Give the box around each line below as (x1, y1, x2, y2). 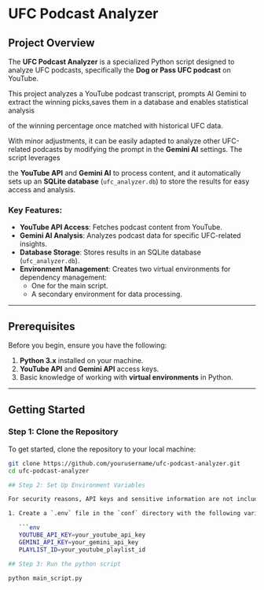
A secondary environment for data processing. (31, 289, 183, 299)
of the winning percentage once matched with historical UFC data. (8, 121, 224, 130)
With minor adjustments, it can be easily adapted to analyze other (8, 136, 221, 146)
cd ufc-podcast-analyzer (8, 466, 90, 475)
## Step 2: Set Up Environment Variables (8, 481, 146, 489)
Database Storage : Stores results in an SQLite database (19, 247, 202, 257)
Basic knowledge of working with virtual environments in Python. (19, 373, 233, 382)
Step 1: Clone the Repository (8, 426, 119, 437)
